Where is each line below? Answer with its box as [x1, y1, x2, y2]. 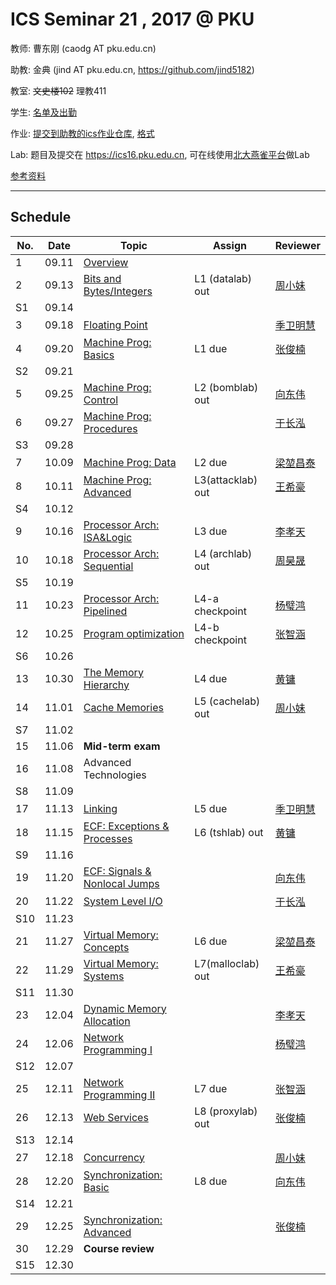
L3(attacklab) [194, 473, 258, 487]
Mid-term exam [83, 739, 161, 753]
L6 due [194, 934, 228, 948]
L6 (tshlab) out [194, 825, 264, 839]
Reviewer [274, 238, 321, 252]
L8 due [194, 1174, 228, 1188]
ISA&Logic [83, 530, 133, 544]
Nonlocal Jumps [83, 876, 160, 890]
